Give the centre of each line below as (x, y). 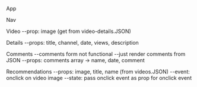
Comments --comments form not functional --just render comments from (96, 54)
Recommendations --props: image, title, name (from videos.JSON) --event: (98, 72)
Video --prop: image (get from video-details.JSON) (69, 31)
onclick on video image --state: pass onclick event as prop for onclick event (99, 78)
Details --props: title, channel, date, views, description (73, 43)
